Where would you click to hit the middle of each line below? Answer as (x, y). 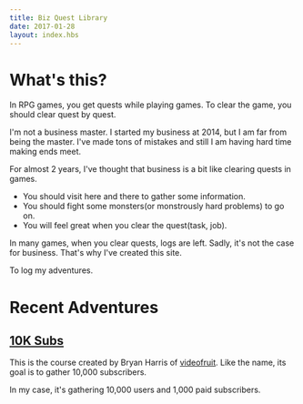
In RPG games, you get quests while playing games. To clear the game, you (151, 105)
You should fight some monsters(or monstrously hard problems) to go (153, 207)
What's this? (58, 80)
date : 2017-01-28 (42, 26)
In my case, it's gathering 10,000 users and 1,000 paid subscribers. (135, 390)
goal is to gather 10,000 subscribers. (78, 372)
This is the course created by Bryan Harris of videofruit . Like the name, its (148, 363)
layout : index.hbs (44, 35)
